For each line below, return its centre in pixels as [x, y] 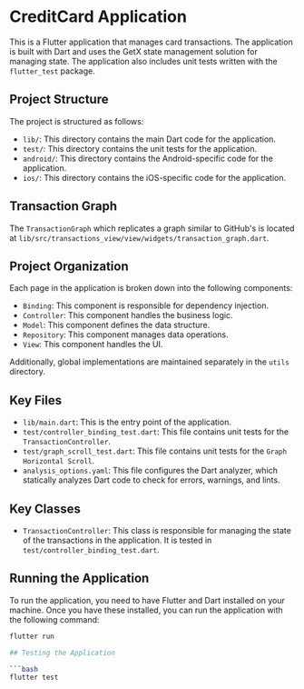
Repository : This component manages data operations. [125, 335]
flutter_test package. [52, 71]
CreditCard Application [98, 17]
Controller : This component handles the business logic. [127, 315]
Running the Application [79, 579]
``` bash [24, 669]
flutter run [32, 636]
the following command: [54, 619]
